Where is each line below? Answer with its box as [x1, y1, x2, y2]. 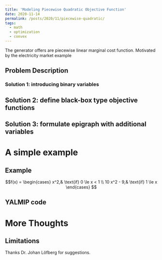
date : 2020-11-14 [5, 12, 40, 16]
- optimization [9, 30, 40, 34]
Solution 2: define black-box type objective [5, 96, 138, 104]
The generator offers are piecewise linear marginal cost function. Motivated [5, 47, 156, 53]
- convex [9, 34, 27, 39]
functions [5, 104, 35, 112]
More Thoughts [5, 217, 69, 229]
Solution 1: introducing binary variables [5, 81, 99, 88]
